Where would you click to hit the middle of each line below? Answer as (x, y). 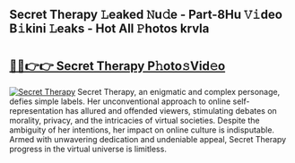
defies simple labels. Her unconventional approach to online (120, 101)
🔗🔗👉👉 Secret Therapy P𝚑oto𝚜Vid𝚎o (117, 66)
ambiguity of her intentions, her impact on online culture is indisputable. (142, 130)
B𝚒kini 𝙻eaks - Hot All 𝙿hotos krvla (109, 29)
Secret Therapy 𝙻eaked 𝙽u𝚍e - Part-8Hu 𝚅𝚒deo (146, 15)
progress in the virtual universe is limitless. (88, 149)
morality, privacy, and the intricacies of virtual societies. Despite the (134, 120)
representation (36, 111)
